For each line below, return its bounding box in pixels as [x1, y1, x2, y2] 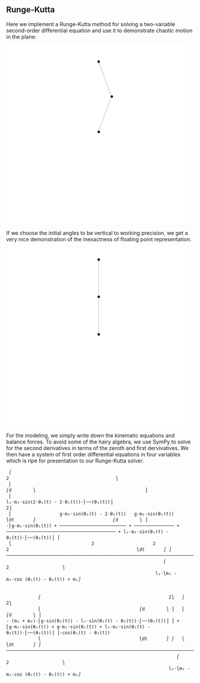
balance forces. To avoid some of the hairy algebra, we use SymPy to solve [6, 438, 191, 445]
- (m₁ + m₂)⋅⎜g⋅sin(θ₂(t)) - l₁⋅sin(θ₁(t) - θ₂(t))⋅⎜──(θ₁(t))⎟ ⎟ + [6, 618, 180, 624]
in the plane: [6, 33, 37, 40]
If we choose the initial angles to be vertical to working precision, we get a [6, 229, 189, 237]
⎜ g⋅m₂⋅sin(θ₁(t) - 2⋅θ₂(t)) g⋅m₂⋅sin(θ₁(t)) [8, 511, 174, 517]
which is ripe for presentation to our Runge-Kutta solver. [6, 457, 144, 464]
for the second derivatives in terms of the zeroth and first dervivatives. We [6, 444, 189, 451]
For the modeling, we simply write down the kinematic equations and [6, 432, 175, 439]
